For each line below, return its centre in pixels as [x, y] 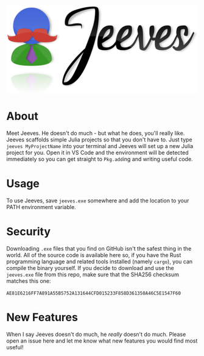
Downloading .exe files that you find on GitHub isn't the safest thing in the [99, 249]
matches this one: [29, 281]
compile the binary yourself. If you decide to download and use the [90, 268]
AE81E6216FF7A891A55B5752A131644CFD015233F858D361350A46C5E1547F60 [94, 294]
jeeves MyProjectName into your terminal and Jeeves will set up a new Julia [100, 146]
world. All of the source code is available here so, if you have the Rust [94, 255]
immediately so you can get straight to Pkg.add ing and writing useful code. [100, 159]
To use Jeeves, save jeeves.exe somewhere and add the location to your [98, 201]
